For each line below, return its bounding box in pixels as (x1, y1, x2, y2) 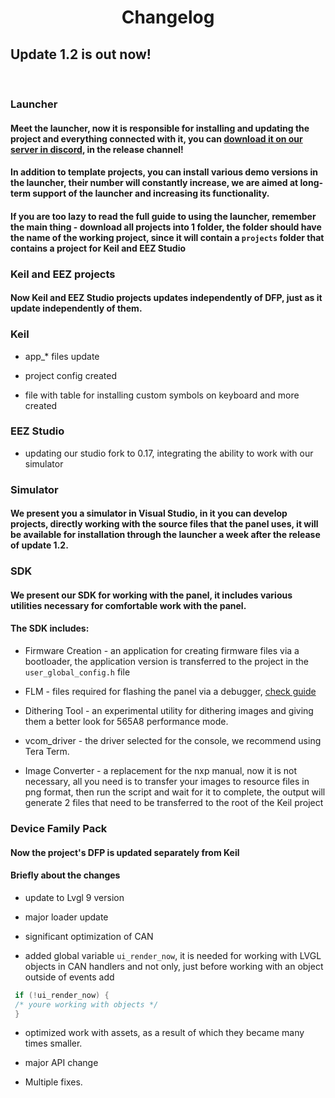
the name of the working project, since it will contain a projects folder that (10, 231, 325, 243)
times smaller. (24, 1037, 83, 1050)
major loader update (24, 911, 109, 923)
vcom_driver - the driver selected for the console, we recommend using (24, 735, 322, 747)
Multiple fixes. (24, 1076, 83, 1088)
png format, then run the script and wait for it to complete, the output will (24, 786, 326, 798)
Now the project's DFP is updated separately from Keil (10, 846, 240, 858)
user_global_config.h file (24, 666, 131, 678)
